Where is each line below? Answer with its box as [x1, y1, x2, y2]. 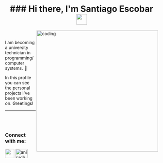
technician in [5, 49, 31, 55]
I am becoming [5, 39, 35, 45]
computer [5, 60, 25, 66]
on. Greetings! [5, 100, 33, 106]
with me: [5, 137, 26, 144]
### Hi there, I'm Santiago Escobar [9, 3, 154, 15]
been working [5, 95, 33, 101]
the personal [5, 85, 31, 91]
